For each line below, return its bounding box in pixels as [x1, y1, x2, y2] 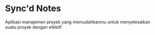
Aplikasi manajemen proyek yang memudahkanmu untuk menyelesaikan [5, 19, 151, 25]
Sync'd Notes [5, 3, 61, 14]
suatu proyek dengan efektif [5, 24, 62, 30]
